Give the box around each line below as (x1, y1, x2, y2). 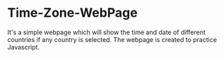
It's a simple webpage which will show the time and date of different (7, 28, 206, 36)
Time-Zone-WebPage (7, 5, 138, 21)
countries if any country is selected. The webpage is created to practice (7, 35, 218, 43)
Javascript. (7, 43, 40, 51)
